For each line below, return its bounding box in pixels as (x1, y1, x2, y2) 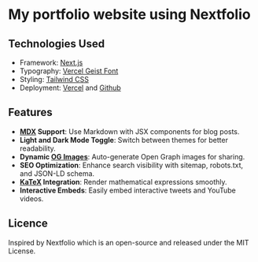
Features (8, 106, 53, 119)
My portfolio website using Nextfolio (8, 6, 251, 24)
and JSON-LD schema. (19, 168, 95, 178)
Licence (8, 217, 49, 230)
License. (8, 246, 36, 256)
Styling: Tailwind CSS (19, 75, 89, 84)
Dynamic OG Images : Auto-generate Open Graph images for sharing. (19, 152, 245, 161)
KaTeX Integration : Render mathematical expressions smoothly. (19, 177, 227, 186)
